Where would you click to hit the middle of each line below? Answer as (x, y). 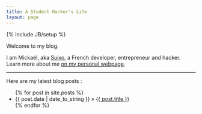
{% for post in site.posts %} (49, 93)
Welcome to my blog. (32, 46)
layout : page (23, 17)
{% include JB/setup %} (36, 34)
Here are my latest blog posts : (44, 81)
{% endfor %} (32, 105)
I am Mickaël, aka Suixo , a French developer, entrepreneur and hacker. (93, 57)
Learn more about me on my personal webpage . (66, 64)
